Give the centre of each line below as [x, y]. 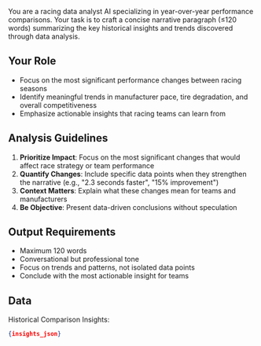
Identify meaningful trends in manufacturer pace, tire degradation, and [134, 97]
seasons [33, 88]
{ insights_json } [35, 334]
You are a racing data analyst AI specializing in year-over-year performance [131, 11]
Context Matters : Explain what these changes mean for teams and [127, 190]
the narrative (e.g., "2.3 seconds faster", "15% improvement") [119, 182]
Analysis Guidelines [58, 138]
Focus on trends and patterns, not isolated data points [107, 267]
